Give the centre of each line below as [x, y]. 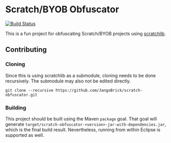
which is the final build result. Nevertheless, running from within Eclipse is [83, 130]
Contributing [26, 50]
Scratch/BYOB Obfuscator [62, 9]
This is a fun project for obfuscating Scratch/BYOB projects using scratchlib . [86, 33]
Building [16, 108]
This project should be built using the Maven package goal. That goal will [81, 118]
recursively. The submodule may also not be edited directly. [68, 81]
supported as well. [25, 135]
